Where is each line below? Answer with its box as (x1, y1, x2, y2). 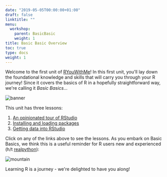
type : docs (5, 50, 28, 55)
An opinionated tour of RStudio (12, 115, 78, 121)
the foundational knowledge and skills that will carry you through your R (5, 74, 156, 81)
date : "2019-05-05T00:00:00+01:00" (5, 7, 81, 13)
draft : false (5, 12, 33, 17)
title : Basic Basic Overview (5, 41, 67, 46)
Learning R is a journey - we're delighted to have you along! (5, 166, 130, 172)
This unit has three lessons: (5, 105, 63, 111)
